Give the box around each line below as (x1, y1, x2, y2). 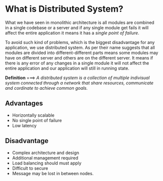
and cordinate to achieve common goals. (5, 85, 88, 91)
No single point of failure (12, 117, 62, 123)
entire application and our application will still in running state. (5, 65, 129, 71)
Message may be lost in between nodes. (12, 170, 94, 176)
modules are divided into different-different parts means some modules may (5, 50, 159, 56)
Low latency (12, 122, 37, 128)
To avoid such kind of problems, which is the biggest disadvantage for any (5, 39, 155, 45)
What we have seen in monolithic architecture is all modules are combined (5, 20, 155, 25)
